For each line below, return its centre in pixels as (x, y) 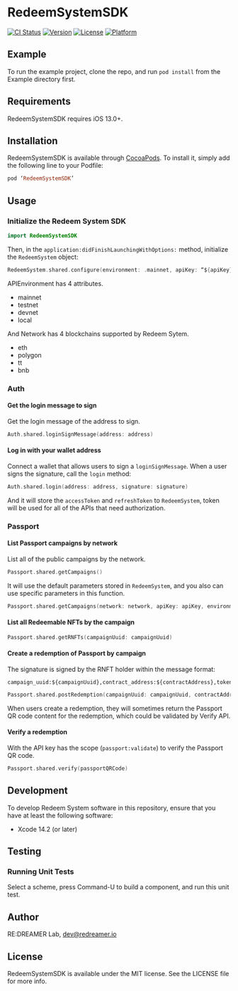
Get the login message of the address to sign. (74, 421)
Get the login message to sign (52, 405)
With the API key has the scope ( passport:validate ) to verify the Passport (115, 748)
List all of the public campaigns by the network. (76, 559)
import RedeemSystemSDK (42, 235)
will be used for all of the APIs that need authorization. (86, 508)
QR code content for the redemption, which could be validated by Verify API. (119, 716)
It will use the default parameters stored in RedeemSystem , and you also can (115, 585)
